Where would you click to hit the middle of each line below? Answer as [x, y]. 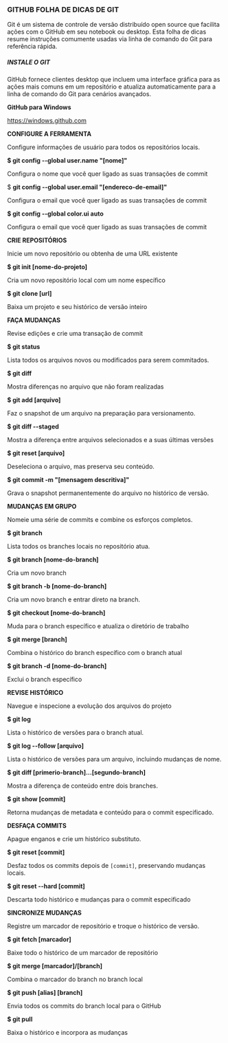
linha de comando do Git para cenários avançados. [79, 94]
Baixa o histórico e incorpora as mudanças [68, 1033]
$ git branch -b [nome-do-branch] [57, 586]
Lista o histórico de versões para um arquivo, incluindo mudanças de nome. [114, 759]
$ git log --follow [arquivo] [46, 746]
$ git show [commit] [36, 799]
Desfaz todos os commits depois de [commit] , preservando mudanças [106, 866]
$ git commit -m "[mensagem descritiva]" [68, 480]
